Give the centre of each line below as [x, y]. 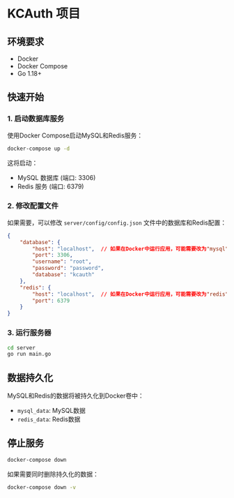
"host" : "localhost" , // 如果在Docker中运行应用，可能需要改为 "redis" [130, 294]
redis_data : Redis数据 [49, 419]
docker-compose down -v [42, 487]
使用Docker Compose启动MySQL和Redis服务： [75, 135]
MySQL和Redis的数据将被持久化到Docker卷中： [76, 396]
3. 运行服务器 [29, 333]
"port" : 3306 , [53, 255]
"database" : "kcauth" [64, 275]
